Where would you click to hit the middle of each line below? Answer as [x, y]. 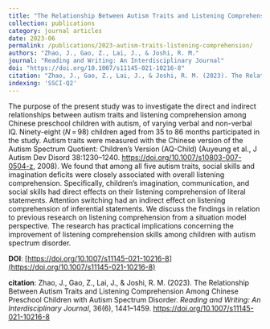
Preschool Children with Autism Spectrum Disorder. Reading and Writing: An [135, 299]
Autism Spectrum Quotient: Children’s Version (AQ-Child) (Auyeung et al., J [133, 149]
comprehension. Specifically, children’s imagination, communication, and [129, 183]
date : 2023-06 [32, 38]
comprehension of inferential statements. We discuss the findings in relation [134, 208]
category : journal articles [55, 31]
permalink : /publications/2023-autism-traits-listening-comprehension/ [131, 46]
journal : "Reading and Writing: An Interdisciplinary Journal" [117, 61]
